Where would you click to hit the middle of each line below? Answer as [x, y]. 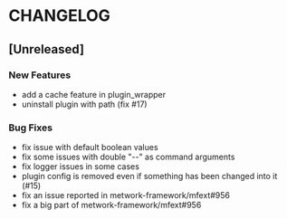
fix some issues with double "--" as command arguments [128, 157]
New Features [40, 75]
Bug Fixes [31, 128]
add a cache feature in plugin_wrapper [94, 94]
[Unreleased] [47, 49]
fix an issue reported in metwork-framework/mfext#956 [125, 195]
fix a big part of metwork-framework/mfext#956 [111, 205]
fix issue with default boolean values [90, 148]
